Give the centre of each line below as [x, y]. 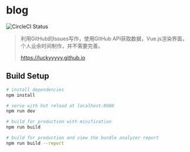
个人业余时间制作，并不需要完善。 [62, 46]
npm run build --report [35, 143]
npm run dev [21, 111]
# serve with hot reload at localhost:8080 [60, 106]
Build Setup [28, 76]
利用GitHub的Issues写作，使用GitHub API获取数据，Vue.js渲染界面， [104, 38]
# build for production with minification [59, 122]
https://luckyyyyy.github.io [53, 58]
